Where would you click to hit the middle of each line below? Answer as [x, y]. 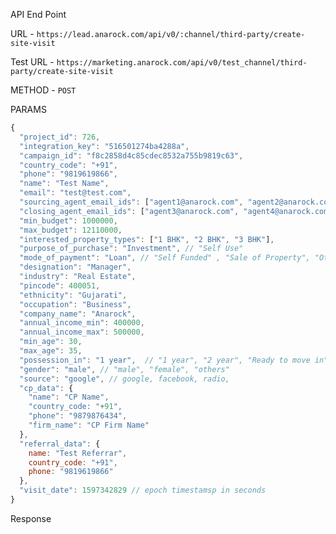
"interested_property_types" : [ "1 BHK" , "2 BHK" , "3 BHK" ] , [147, 239]
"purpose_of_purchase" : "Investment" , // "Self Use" [131, 249]
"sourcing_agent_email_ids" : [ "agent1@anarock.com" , [131, 202]
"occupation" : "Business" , [75, 304]
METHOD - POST [43, 90]
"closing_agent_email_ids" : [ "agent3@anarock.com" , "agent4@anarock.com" [176, 211]
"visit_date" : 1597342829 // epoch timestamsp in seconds [143, 490]
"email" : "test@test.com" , [75, 193]
